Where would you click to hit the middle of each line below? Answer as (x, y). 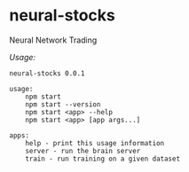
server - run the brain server (83, 151)
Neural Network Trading (53, 40)
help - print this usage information (95, 143)
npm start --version (63, 104)
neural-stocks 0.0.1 (47, 73)
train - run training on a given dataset (102, 159)
